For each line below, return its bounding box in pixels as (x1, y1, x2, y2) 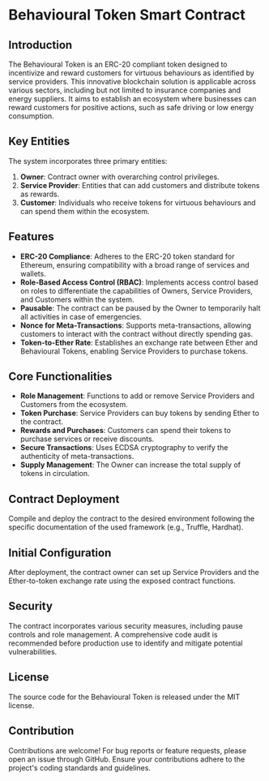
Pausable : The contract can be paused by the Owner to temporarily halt (19, 303, 261, 313)
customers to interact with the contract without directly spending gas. (19, 328, 254, 338)
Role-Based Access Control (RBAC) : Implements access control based (19, 277, 258, 287)
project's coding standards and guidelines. (8, 762, 152, 772)
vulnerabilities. (8, 646, 58, 656)
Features (8, 230, 54, 244)
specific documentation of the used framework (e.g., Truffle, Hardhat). (8, 522, 244, 532)
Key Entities (8, 135, 70, 148)
